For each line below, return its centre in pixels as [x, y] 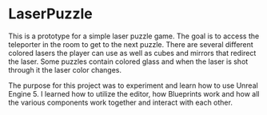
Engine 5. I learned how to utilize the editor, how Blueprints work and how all [134, 93]
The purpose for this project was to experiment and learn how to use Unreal [133, 85]
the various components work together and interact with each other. [121, 102]
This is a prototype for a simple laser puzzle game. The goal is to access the [134, 36]
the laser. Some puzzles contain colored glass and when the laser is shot [128, 61]
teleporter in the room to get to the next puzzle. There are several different [131, 44]
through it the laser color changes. [65, 69]
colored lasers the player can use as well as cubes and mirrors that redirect [132, 53]
